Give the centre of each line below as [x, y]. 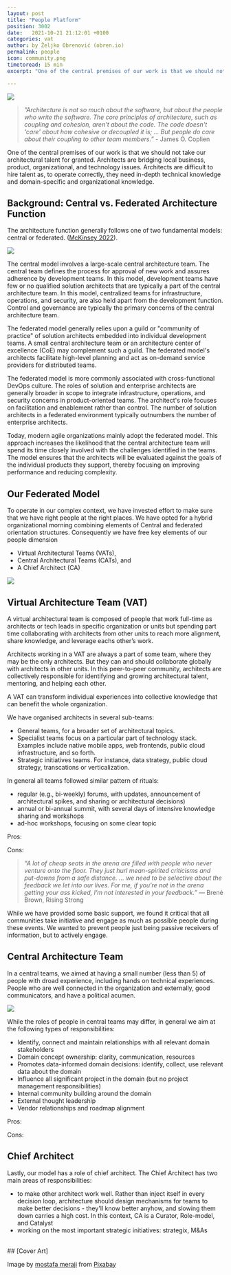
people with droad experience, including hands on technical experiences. [111, 980]
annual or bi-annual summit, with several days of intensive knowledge [116, 808]
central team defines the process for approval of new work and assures [108, 271]
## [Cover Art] [27, 1251]
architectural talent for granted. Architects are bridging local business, [107, 160]
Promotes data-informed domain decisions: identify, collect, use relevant [120, 1064]
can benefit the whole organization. [57, 704]
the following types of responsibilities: [61, 1029]
